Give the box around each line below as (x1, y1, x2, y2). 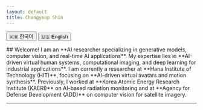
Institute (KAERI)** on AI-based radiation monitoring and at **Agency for (6, 84, 190, 91)
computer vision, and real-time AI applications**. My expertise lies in (6, 52, 177, 59)
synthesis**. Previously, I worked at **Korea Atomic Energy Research (6, 78, 180, 85)
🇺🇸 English (41, 33, 68, 40)
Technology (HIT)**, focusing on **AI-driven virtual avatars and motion (6, 71, 187, 79)
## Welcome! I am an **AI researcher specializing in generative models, (6, 46, 187, 53)
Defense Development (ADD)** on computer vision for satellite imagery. (6, 91, 187, 98)
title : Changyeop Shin (6, 15, 63, 21)
